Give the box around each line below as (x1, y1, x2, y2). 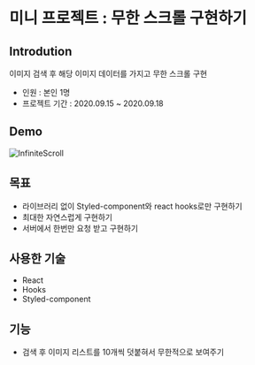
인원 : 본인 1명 (21, 87, 71, 97)
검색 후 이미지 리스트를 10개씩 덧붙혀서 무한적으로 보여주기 (21, 346, 224, 358)
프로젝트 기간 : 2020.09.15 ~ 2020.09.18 (21, 98, 164, 109)
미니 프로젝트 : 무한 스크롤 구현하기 (9, 8, 247, 28)
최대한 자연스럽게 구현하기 (21, 211, 113, 222)
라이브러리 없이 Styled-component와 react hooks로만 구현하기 (21, 201, 243, 211)
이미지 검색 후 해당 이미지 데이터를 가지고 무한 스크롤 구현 (9, 68, 208, 79)
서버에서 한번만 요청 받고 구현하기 (21, 223, 139, 233)
